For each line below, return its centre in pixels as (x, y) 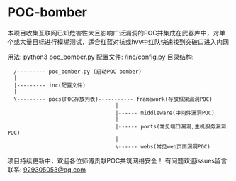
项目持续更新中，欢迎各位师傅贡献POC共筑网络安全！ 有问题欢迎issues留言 (117, 160)
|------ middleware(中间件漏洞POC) (165, 113)
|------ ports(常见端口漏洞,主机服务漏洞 (171, 126)
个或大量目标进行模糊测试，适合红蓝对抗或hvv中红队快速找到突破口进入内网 (118, 42)
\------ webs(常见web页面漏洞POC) (163, 146)
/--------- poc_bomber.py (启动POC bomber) (78, 72)
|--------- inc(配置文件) (50, 85)
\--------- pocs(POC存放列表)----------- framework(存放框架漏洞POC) (113, 99)
